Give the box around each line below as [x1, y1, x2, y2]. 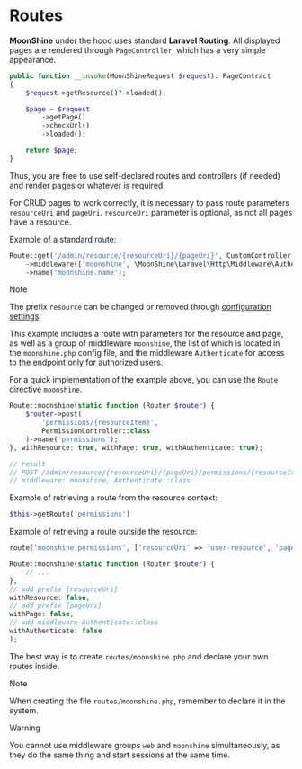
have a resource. [9, 217, 72, 227]
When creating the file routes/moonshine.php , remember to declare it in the [9, 695, 286, 706]
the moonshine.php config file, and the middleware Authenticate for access [9, 348, 285, 358]
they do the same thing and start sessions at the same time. [9, 749, 231, 760]
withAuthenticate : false [9, 626, 102, 636]
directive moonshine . [9, 384, 83, 395]
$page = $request [25, 104, 91, 113]
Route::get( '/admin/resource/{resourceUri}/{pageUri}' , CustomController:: [9, 251, 299, 261]
